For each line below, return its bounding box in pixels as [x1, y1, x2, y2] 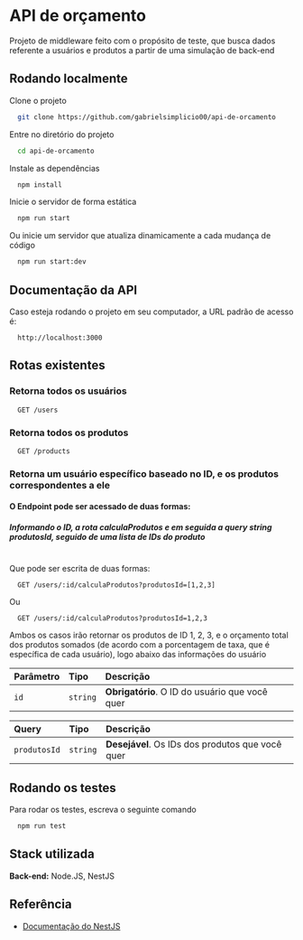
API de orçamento [9, 5, 147, 26]
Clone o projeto [9, 95, 68, 106]
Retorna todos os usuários [9, 385, 128, 397]
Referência [9, 897, 72, 912]
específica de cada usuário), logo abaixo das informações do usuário [9, 649, 267, 660]
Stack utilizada [9, 846, 95, 862]
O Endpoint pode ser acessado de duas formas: [9, 501, 191, 512]
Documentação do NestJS [22, 920, 121, 931]
